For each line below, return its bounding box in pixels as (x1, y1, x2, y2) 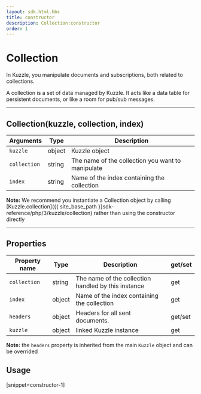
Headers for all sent (75, 309, 131, 317)
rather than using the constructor (93, 210, 175, 216)
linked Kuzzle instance (75, 326, 139, 334)
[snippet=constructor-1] (6, 381, 65, 388)
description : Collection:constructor (6, 20, 100, 26)
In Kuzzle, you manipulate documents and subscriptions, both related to (6, 71, 184, 79)
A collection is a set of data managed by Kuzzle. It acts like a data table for (6, 89, 190, 97)
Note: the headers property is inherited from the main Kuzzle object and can (6, 341, 193, 348)
